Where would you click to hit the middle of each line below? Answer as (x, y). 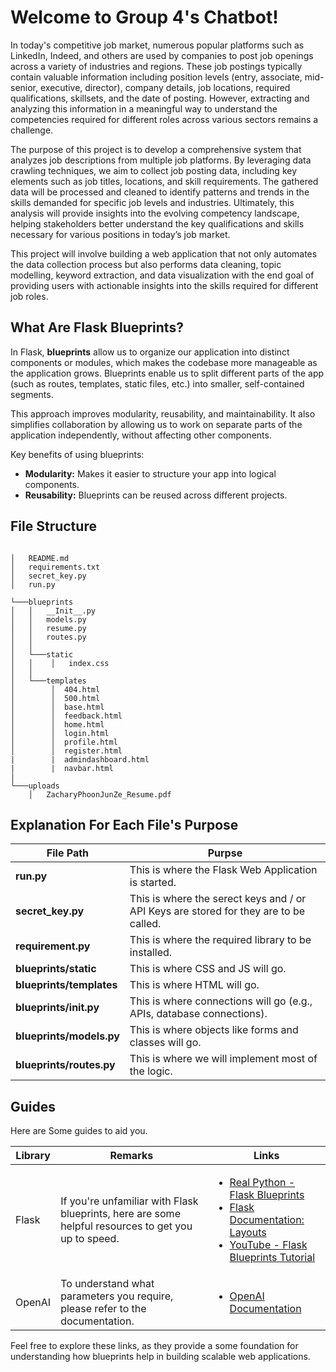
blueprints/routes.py (65, 1065)
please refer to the (103, 1309)
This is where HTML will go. (194, 985)
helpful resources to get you (126, 1226)
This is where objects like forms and (214, 1030)
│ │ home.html (57, 724)
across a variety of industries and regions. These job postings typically (156, 66)
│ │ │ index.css (60, 663)
